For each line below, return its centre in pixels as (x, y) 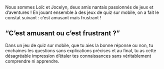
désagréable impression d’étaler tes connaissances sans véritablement (78, 56)
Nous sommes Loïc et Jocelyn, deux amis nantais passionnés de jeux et (79, 7)
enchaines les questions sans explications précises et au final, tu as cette (81, 50)
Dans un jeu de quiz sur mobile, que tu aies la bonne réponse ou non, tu (79, 45)
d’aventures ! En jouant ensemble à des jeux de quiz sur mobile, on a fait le (82, 12)
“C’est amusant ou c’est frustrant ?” (62, 34)
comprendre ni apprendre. (32, 61)
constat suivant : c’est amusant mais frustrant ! (53, 18)
